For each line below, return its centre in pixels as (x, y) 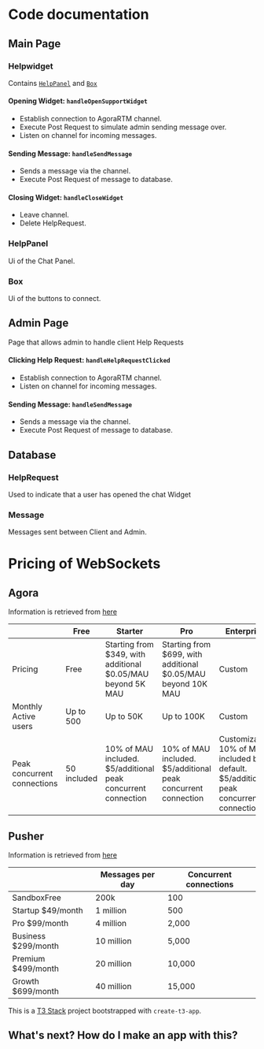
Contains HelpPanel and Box (53, 83)
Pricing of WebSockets (84, 564)
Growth (26, 981)
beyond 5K (125, 684)
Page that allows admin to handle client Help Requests (96, 342)
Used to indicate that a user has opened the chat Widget (99, 494)
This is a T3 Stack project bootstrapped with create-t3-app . (105, 1011)
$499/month (35, 969)
